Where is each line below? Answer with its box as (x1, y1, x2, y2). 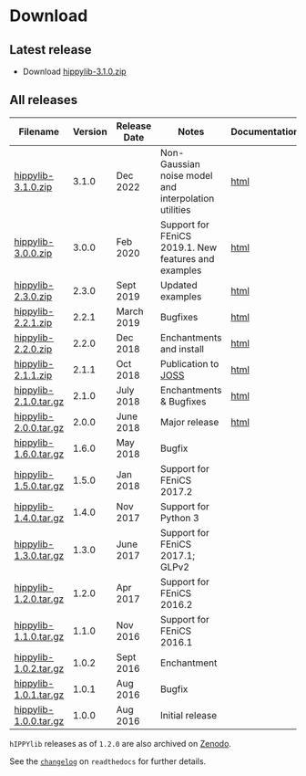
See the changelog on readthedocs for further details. (9, 755, 207, 767)
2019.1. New (160, 241, 217, 254)
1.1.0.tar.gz (14, 630, 65, 643)
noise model (160, 169, 213, 182)
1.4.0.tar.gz (14, 511, 65, 524)
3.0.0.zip (14, 246, 53, 259)
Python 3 (160, 511, 199, 524)
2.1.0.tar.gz (14, 394, 65, 407)
